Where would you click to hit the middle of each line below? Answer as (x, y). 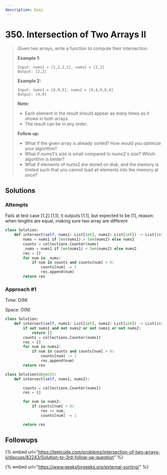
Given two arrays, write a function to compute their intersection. (83, 48)
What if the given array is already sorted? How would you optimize (93, 143)
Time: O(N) (17, 300)
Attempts (17, 205)
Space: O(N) (18, 310)
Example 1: (29, 58)
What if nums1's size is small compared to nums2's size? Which (90, 154)
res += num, (53, 411)
